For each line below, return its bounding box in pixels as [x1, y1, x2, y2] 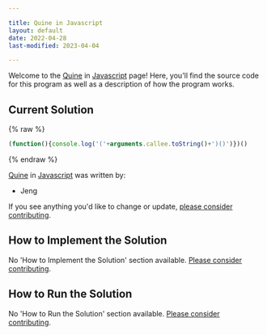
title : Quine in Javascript [8, 19, 104, 27]
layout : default [8, 26, 63, 35]
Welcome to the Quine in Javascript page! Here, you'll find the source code [8, 70, 259, 81]
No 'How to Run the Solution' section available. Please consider [8, 308, 220, 318]
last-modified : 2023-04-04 [8, 41, 100, 49]
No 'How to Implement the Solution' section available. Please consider [8, 255, 243, 265]
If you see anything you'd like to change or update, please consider [8, 201, 233, 211]
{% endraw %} [8, 155, 58, 164]
